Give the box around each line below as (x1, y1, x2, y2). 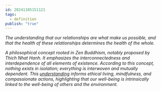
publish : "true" (5, 21, 39, 26)
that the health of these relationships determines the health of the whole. (5, 40, 155, 46)
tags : (5, 12, 16, 17)
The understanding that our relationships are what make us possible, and (5, 35, 156, 41)
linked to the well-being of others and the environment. (5, 82, 118, 88)
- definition (9, 16, 37, 21)
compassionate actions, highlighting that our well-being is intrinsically (5, 76, 149, 82)
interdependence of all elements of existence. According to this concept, (5, 60, 155, 66)
